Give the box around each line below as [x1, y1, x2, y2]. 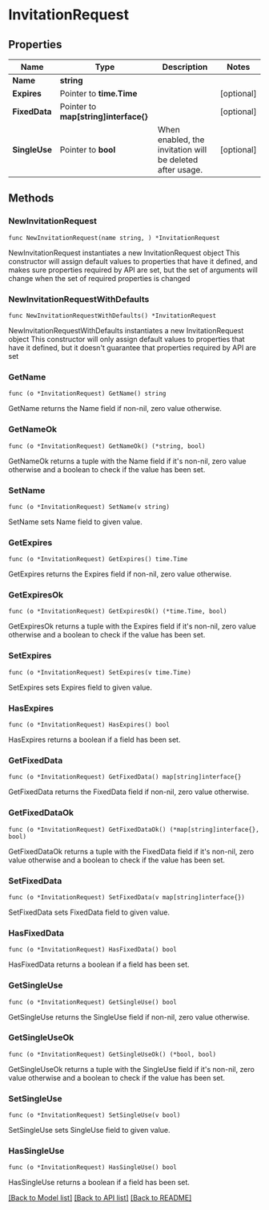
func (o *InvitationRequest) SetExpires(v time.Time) [8, 668, 192, 676]
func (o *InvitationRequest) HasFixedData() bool [8, 946, 178, 954]
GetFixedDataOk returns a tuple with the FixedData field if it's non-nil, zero [8, 846, 255, 856]
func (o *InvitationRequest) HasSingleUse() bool [8, 1163, 178, 1171]
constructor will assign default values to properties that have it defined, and [8, 256, 258, 266]
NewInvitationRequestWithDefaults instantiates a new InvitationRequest [8, 325, 244, 335]
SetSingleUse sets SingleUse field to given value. [8, 1126, 171, 1135]
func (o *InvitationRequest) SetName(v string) [8, 503, 171, 511]
